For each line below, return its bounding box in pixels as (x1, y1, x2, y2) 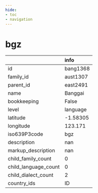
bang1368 (64, 65, 90, 72)
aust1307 (64, 74, 88, 81)
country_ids (8, 180, 35, 187)
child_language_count (8, 163, 60, 170)
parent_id (8, 82, 30, 89)
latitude (8, 114, 26, 121)
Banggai (64, 90, 84, 97)
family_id (8, 74, 29, 81)
